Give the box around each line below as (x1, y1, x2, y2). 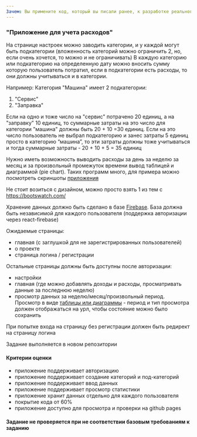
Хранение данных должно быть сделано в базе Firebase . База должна (6, 204, 183, 211)
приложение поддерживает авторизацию (14, 367, 119, 374)
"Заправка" (14, 101, 44, 109)
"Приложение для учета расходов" (6, 28, 113, 36)
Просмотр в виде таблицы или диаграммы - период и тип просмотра (14, 299, 189, 306)
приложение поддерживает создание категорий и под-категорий (14, 373, 179, 381)
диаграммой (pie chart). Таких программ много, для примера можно (6, 168, 180, 175)
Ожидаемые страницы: (6, 227, 64, 234)
